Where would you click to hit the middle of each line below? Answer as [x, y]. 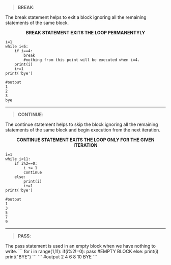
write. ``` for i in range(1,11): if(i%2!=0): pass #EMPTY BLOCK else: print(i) [82, 251]
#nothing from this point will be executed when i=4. [82, 60]
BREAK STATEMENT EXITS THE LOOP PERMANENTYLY [85, 32]
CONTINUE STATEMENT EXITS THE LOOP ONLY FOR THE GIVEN [85, 140]
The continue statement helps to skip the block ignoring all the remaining [82, 124]
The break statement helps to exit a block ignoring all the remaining [76, 17]
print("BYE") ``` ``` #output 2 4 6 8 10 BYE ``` [51, 257]
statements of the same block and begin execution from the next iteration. [83, 130]
